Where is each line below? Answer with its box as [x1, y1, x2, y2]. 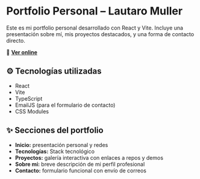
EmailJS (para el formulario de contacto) [14, 101, 116, 108]
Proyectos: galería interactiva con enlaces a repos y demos [14, 154, 164, 161]
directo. [6, 37, 26, 44]
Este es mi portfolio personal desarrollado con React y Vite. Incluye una [6, 24, 184, 31]
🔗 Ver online [6, 48, 38, 55]
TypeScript [14, 95, 43, 102]
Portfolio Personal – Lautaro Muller [6, 4, 183, 18]
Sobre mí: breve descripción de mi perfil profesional [14, 160, 145, 168]
